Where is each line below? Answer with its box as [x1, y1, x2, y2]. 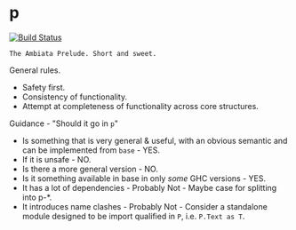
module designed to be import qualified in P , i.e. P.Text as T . [21, 210, 245, 221]
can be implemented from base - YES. [21, 145, 160, 155]
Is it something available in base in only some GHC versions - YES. [21, 172, 267, 184]
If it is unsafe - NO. [21, 154, 92, 164]
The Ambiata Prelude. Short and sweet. [9, 49, 157, 58]
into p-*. [21, 192, 52, 202]
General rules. [9, 65, 61, 75]
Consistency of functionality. [21, 91, 127, 102]
